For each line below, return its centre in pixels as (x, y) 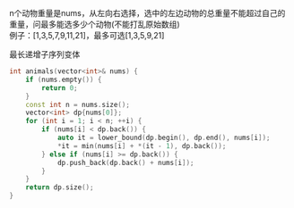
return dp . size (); (60, 187)
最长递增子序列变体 (45, 54)
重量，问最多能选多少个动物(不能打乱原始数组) (95, 24)
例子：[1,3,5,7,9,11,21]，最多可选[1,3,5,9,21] (87, 35)
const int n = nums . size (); (78, 104)
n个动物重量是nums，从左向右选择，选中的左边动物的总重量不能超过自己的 (147, 13)
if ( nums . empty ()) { (64, 79)
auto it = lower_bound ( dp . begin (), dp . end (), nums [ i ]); (164, 137)
